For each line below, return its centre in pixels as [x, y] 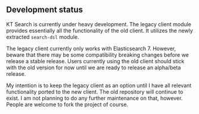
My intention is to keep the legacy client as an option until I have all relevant [99, 85]
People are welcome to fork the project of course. [67, 104]
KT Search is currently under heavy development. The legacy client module [99, 24]
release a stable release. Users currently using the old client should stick [95, 61]
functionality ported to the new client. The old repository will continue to [95, 91]
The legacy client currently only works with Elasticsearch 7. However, [91, 48]
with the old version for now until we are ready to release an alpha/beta [94, 67]
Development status [45, 10]
